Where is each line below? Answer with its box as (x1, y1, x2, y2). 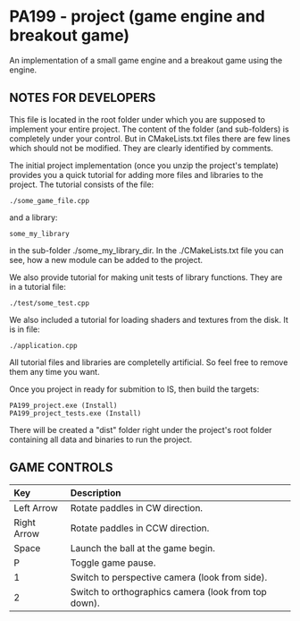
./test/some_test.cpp (9, 298, 90, 308)
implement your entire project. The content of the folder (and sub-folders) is (9, 123, 289, 134)
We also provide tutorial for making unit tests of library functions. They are (9, 271, 283, 283)
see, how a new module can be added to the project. (9, 254, 204, 265)
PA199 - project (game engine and (9, 6, 265, 27)
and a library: (9, 212, 58, 223)
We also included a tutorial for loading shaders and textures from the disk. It (9, 314, 288, 325)
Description (70, 486, 121, 498)
